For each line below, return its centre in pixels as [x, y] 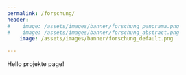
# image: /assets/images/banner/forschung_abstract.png [93, 32]
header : [18, 20]
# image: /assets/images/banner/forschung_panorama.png [93, 26]
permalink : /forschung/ [41, 13]
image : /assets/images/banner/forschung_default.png [96, 39]
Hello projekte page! [36, 64]
